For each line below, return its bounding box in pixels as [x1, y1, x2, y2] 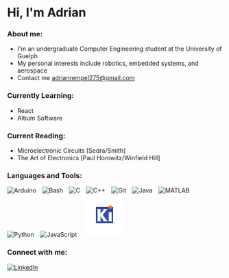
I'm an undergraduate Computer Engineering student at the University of [16, 45, 222, 53]
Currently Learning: [7, 91, 74, 101]
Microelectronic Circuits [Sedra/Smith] [16, 147, 126, 155]
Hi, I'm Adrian [7, 5, 86, 21]
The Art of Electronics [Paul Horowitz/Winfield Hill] [16, 154, 160, 162]
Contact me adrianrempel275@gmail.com [16, 74, 135, 82]
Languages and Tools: [7, 171, 82, 180]
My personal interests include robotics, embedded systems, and [16, 60, 199, 68]
